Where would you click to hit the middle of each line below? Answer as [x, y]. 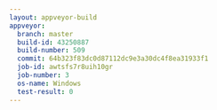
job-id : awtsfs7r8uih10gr [65, 67]
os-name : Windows [49, 83]
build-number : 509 [52, 51]
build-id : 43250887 [53, 42]
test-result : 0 [45, 91]
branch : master [45, 34]
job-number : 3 [43, 75]
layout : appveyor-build [53, 17]
